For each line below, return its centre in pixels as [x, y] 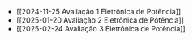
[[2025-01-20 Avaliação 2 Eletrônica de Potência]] [100, 20]
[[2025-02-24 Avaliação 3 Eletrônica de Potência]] [101, 29]
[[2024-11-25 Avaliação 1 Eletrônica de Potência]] [99, 12]
